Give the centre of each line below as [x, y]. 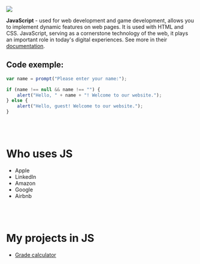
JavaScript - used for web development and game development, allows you [100, 20]
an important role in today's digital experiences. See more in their [87, 40]
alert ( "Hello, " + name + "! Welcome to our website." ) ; [90, 95]
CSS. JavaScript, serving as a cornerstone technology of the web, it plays [97, 33]
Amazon [25, 183]
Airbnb [23, 196]
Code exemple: [35, 65]
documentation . [26, 46]
